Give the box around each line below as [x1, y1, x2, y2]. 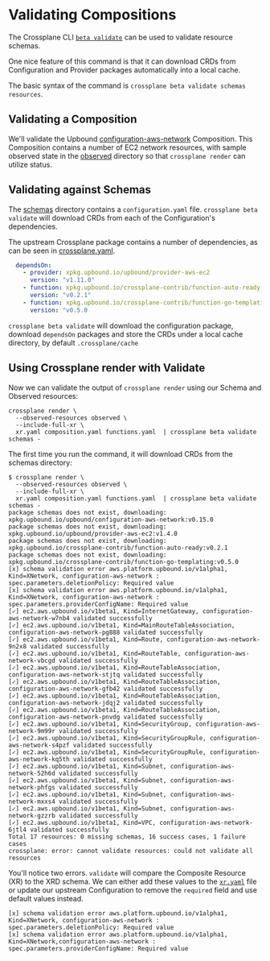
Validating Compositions [8, 6, 177, 24]
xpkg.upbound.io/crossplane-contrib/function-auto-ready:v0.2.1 [8, 544, 228, 552]
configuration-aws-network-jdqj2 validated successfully [8, 698, 203, 706]
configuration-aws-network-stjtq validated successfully [8, 670, 203, 678]
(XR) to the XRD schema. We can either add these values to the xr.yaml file [8, 876, 257, 886]
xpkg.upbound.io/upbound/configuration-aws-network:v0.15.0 [8, 516, 215, 524]
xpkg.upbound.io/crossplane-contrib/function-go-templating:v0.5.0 [8, 557, 239, 565]
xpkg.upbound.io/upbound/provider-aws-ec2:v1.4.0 [8, 529, 178, 537]
